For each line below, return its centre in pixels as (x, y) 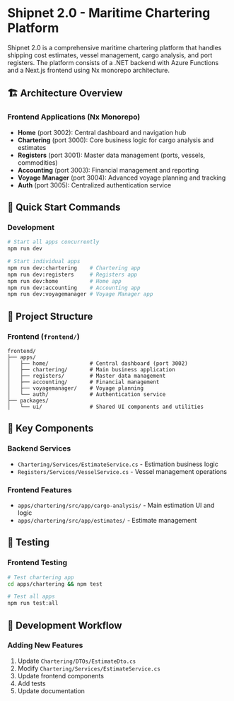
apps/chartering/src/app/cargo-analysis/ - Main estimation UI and (116, 505)
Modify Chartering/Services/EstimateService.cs (89, 668)
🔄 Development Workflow (65, 625)
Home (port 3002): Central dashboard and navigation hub (102, 132)
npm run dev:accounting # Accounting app (74, 288)
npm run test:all (33, 603)
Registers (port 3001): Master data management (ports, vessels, (111, 155)
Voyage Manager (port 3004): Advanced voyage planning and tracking (122, 178)
